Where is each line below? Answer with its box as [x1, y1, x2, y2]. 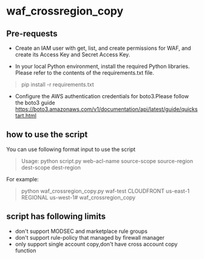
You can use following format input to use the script [6, 146, 135, 153]
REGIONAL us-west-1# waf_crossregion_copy [21, 193, 135, 201]
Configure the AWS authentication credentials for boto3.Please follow [15, 93, 189, 99]
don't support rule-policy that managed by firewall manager [15, 234, 165, 241]
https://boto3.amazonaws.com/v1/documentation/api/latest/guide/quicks [15, 106, 198, 113]
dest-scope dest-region [21, 164, 81, 171]
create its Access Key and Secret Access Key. [15, 51, 131, 58]
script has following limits [6, 211, 106, 222]
